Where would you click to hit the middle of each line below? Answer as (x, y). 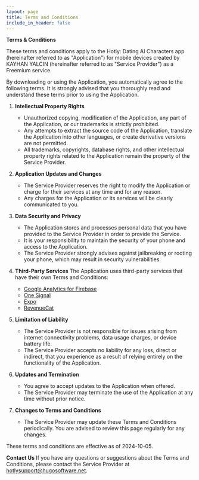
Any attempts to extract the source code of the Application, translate (108, 131)
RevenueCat (39, 308)
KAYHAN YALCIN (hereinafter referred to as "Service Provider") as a (90, 64)
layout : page (22, 12)
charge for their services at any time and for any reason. (93, 192)
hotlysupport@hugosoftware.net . (47, 470)
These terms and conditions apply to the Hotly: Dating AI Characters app (95, 51)
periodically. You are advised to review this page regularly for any (104, 429)
